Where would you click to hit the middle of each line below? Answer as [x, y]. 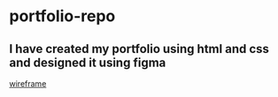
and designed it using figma [88, 62]
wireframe [28, 84]
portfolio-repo [62, 16]
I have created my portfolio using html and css [139, 49]
